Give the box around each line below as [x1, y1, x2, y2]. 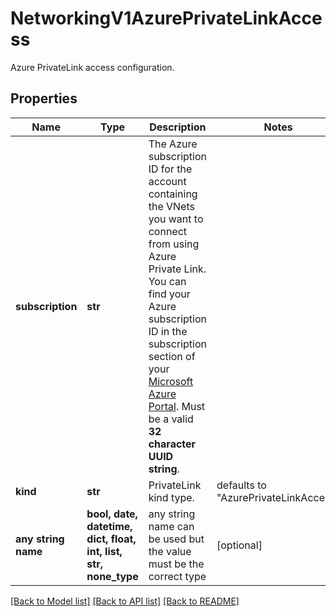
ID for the [148, 162, 193, 176]
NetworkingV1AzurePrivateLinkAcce [10, 7, 323, 30]
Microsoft [148, 374, 194, 388]
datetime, [86, 519, 133, 533]
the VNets [148, 199, 195, 213]
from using [148, 237, 200, 251]
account [148, 174, 187, 188]
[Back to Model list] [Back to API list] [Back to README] [10, 595, 240, 607]
